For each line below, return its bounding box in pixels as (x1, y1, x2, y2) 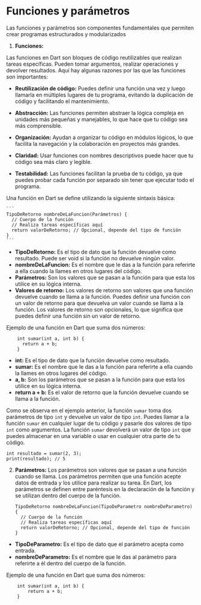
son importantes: (6, 73, 48, 80)
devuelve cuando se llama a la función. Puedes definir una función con (14, 293, 191, 300)
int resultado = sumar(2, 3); (6, 450, 82, 456)
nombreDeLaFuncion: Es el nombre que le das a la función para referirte (14, 261, 196, 268)
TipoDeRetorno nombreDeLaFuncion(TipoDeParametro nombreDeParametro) (14, 503, 193, 510)
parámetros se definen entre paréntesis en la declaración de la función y (14, 485, 195, 492)
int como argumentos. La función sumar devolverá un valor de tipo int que (6, 426, 191, 433)
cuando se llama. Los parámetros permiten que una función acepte (14, 472, 181, 480)
